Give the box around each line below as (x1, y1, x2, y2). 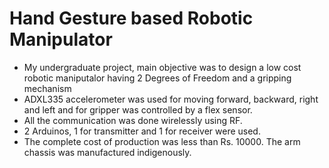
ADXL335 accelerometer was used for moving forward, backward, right (23, 93, 319, 105)
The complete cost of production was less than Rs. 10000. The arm (23, 135, 301, 147)
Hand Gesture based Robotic (9, 7, 254, 30)
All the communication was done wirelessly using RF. (23, 114, 243, 126)
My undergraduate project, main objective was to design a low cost (23, 61, 302, 73)
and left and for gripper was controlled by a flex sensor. (23, 103, 253, 116)
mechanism (23, 82, 72, 94)
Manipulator (9, 28, 113, 51)
